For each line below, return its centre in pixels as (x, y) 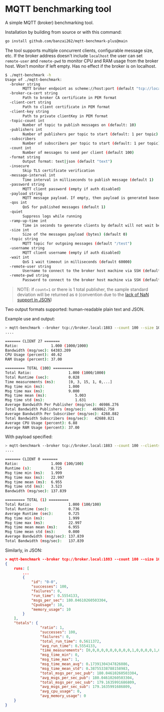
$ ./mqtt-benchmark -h (28, 75)
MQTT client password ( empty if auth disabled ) (72, 189)
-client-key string (29, 111)
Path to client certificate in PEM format (66, 107)
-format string (25, 157)
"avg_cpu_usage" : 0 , (61, 691)
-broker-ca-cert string (33, 93)
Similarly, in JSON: (24, 550)
